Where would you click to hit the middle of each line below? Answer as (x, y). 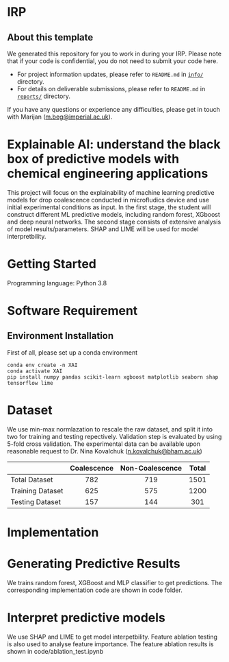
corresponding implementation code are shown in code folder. (95, 590)
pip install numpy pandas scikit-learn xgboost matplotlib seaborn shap (113, 377)
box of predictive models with (93, 159)
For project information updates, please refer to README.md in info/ (110, 74)
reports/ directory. (43, 96)
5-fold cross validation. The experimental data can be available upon (104, 444)
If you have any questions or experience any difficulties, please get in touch (114, 109)
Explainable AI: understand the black (114, 144)
